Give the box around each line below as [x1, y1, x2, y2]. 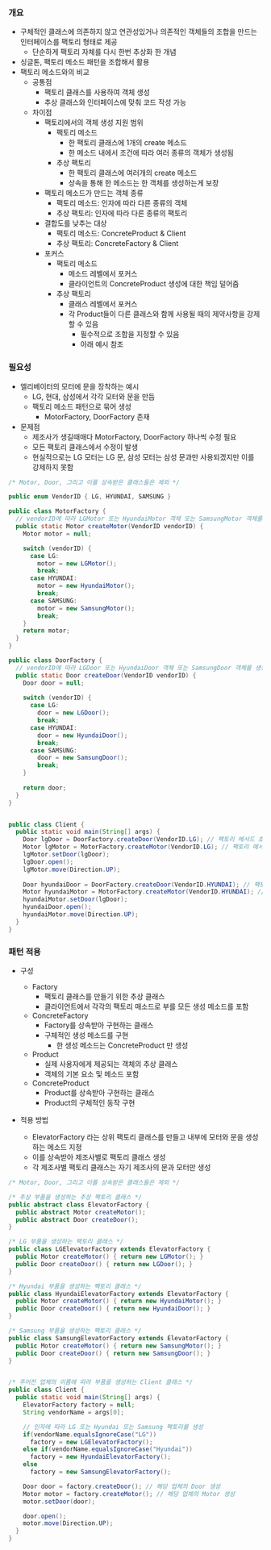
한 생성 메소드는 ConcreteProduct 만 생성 [56, 1040, 189, 1050]
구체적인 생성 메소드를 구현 [44, 1031, 129, 1040]
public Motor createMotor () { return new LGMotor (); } [15, 1252, 204, 1261]
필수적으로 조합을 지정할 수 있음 [80, 329, 180, 340]
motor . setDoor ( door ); [23, 1498, 95, 1506]
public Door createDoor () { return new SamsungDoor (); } [15, 1349, 211, 1357]
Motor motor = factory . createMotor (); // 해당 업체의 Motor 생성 [23, 1490, 236, 1498]
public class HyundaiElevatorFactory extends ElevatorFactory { [8, 1290, 229, 1298]
